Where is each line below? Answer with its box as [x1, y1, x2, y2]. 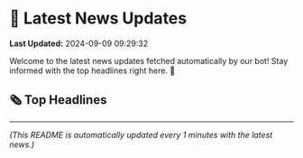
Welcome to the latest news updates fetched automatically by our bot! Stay [9, 55, 289, 66]
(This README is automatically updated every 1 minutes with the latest [9, 129, 273, 140]
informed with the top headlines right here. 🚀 [9, 65, 176, 76]
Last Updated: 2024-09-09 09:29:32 [9, 38, 149, 49]
